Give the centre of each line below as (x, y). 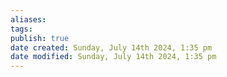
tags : (21, 29)
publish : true (40, 38)
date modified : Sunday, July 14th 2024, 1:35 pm (113, 57)
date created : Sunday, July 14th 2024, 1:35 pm (111, 47)
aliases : (28, 19)
